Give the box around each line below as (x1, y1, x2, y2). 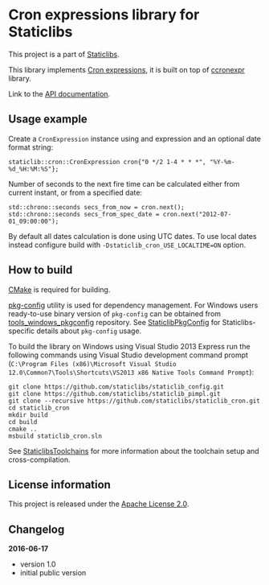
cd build (8, 418, 38, 426)
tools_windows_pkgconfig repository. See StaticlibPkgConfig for (8, 317, 221, 327)
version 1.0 (19, 559, 56, 569)
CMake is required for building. (8, 284, 111, 295)
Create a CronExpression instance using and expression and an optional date (8, 134, 261, 143)
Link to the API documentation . (8, 89, 111, 98)
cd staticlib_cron (8, 404, 70, 412)
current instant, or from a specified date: (8, 187, 143, 197)
